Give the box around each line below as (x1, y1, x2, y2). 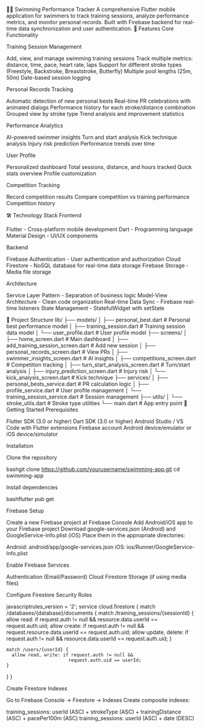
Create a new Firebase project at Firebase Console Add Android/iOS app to (6, 519, 193, 526)
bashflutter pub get (6, 496, 54, 502)
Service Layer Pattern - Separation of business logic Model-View (6, 292, 168, 299)
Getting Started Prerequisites (6, 406, 78, 413)
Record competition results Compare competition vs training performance (6, 193, 190, 200)
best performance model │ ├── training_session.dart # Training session (6, 323, 186, 330)
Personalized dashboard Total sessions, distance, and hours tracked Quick (6, 164, 192, 170)
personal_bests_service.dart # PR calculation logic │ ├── (6, 380, 149, 388)
